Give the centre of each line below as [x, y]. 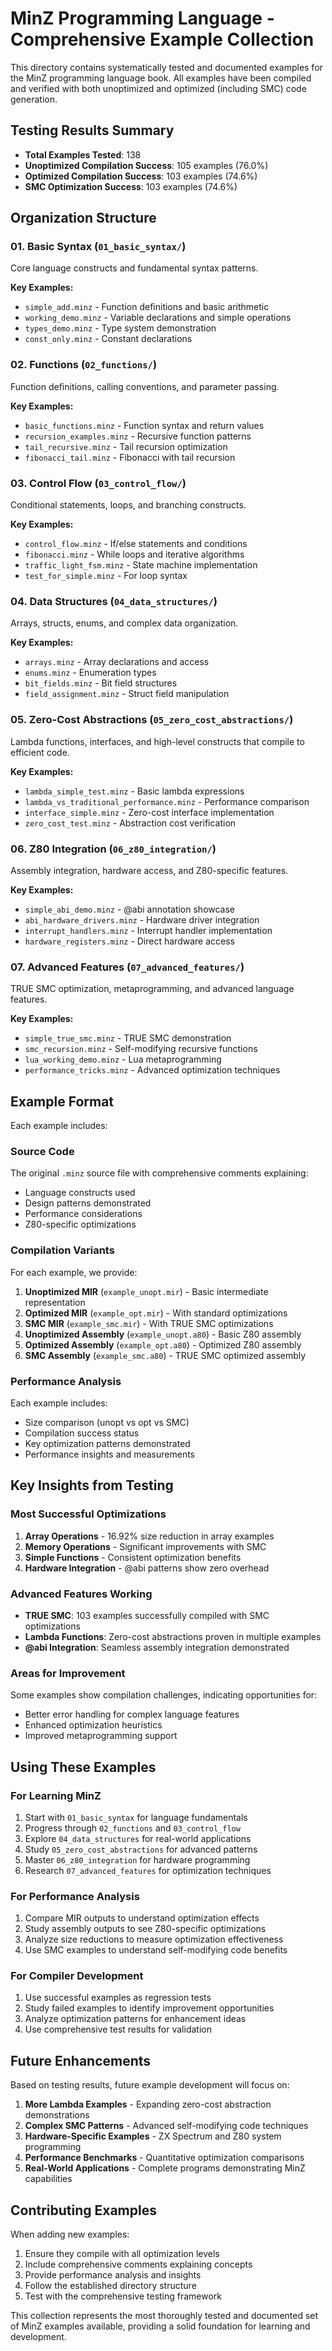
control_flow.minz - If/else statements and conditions [136, 544]
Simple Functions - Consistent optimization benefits [133, 1557]
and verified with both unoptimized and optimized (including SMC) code [158, 88]
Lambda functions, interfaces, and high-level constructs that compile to [157, 741]
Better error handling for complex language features [132, 1714]
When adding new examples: [70, 2234]
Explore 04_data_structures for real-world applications [138, 1838]
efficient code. [40, 752]
